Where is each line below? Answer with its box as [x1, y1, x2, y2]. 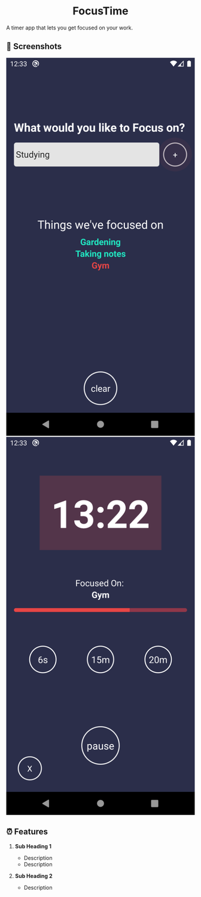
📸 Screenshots [6, 41, 62, 52]
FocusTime [72, 4, 129, 18]
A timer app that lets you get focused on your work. [6, 24, 133, 31]
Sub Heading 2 [14, 872, 53, 880]
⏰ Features [6, 827, 48, 837]
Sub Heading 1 [14, 842, 52, 850]
